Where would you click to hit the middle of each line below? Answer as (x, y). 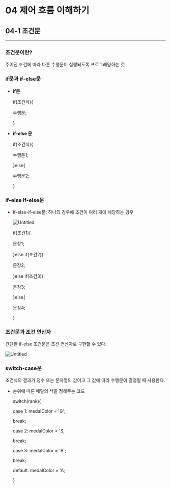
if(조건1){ (22, 233)
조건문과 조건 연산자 (28, 332)
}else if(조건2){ (28, 254)
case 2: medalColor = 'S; (39, 431)
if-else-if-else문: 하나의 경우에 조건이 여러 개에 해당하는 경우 (73, 212)
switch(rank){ (27, 401)
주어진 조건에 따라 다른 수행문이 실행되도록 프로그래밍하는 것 (65, 65)
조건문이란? (19, 52)
